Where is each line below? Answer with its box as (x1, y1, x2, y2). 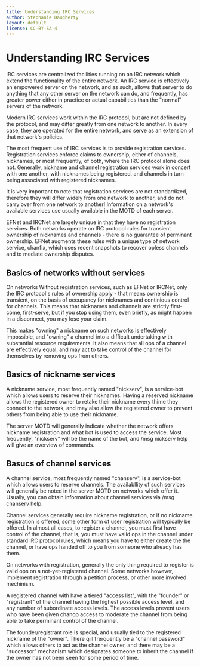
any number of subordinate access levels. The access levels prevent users (6, 604, 190, 611)
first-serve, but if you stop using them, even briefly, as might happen (23, 309, 192, 316)
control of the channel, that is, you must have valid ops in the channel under (6, 530, 193, 537)
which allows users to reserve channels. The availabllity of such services (6, 481, 186, 488)
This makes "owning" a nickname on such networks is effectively (6, 327, 167, 334)
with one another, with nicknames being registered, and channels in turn (6, 170, 184, 177)
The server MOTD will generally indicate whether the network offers (6, 422, 174, 429)
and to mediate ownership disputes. (6, 250, 94, 257)
